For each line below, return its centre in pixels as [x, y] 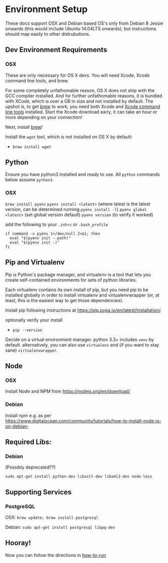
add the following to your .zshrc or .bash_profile [57, 224]
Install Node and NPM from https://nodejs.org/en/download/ [68, 391]
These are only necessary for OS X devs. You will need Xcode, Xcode [77, 75]
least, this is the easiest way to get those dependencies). [64, 300]
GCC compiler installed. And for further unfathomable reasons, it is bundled [84, 96]
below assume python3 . [30, 180]
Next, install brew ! [24, 127]
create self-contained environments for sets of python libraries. [71, 280]
